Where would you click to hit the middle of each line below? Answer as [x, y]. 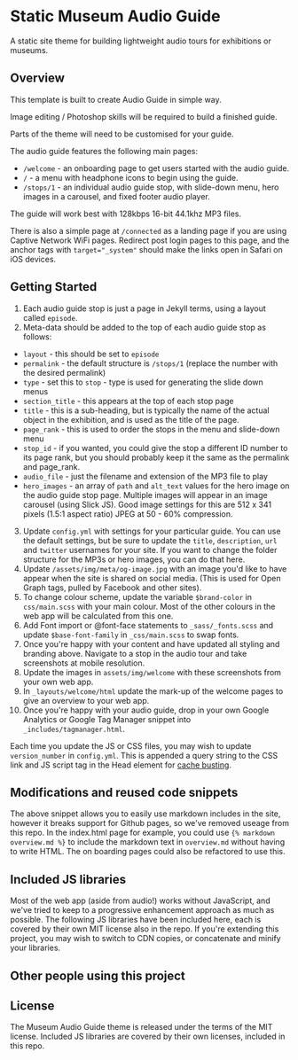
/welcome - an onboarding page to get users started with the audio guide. [156, 168]
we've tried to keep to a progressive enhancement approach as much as [142, 910]
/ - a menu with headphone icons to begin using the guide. [130, 177]
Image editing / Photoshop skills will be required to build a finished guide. [144, 116]
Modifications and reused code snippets [124, 792]
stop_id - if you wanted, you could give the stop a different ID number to [155, 448]
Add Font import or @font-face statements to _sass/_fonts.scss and [148, 625]
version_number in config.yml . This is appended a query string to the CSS [144, 755]
